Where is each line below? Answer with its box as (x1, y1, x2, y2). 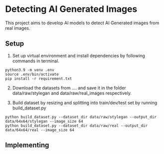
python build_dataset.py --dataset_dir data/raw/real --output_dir (5, 123, 148, 128)
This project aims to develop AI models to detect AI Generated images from (5, 20, 160, 26)
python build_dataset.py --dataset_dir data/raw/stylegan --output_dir (5, 114, 157, 119)
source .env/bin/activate (5, 72, 59, 77)
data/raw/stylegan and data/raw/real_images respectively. (12, 90, 132, 96)
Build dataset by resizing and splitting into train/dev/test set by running (12, 100, 158, 105)
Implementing (5, 141, 49, 150)
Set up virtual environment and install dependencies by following (12, 52, 145, 58)
